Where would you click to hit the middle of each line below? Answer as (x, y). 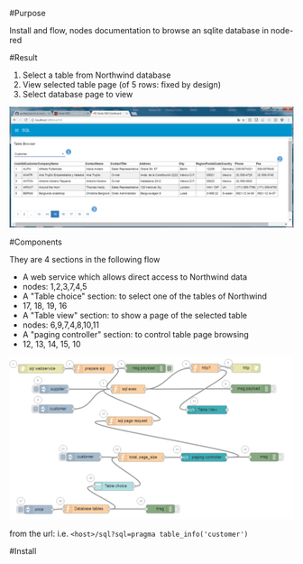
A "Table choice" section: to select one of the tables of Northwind (145, 296)
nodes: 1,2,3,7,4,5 (55, 286)
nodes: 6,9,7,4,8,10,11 (60, 325)
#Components (36, 242)
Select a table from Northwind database (96, 75)
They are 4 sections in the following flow (85, 259)
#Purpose (28, 13)
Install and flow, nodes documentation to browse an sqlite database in (139, 30)
